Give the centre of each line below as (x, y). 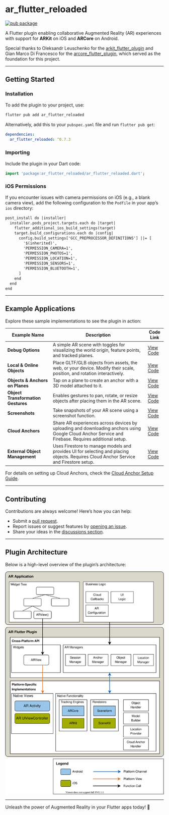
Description (98, 335)
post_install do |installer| (36, 218)
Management (22, 456)
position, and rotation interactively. (89, 373)
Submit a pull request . (35, 521)
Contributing (26, 499)
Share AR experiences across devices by (95, 423)
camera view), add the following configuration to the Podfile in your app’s (82, 202)
